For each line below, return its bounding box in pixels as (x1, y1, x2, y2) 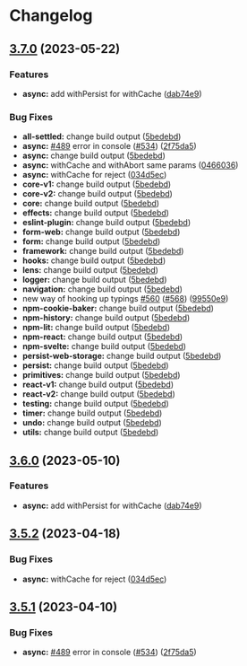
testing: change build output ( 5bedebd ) (21, 399, 170, 409)
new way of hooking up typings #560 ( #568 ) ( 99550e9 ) (21, 294, 229, 304)
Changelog (9, 5, 93, 26)
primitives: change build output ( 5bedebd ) (21, 370, 181, 381)
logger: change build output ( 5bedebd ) (21, 275, 167, 285)
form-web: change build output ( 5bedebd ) (21, 226, 181, 238)
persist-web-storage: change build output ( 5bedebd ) (21, 351, 222, 362)
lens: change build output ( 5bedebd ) (21, 265, 159, 276)
